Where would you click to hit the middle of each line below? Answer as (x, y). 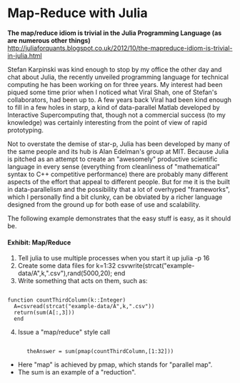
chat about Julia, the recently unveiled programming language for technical (118, 77)
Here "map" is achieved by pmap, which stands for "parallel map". (115, 364)
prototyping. (26, 130)
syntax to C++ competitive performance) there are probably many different (118, 174)
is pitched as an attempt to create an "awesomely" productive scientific (112, 159)
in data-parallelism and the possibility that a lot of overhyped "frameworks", (119, 189)
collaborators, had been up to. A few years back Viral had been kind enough (120, 99)
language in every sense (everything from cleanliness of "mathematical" (114, 166)
